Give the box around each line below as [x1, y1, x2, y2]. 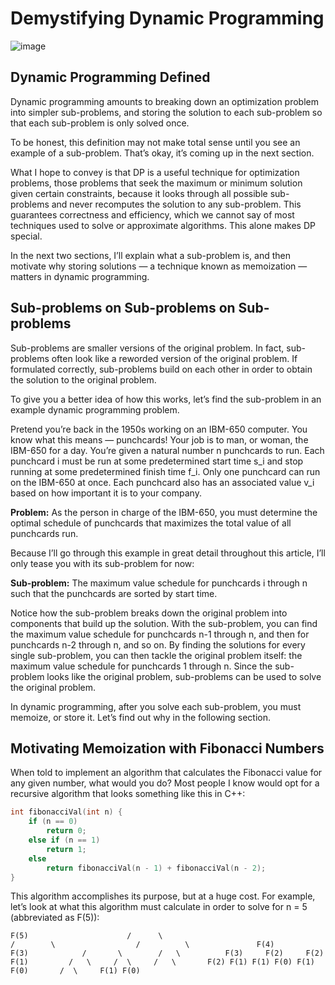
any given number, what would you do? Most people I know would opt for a [10, 777, 320, 789]
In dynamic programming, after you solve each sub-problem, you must [10, 700, 302, 712]
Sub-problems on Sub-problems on [10, 300, 236, 317]
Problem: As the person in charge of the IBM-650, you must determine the [10, 506, 318, 518]
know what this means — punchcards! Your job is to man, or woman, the [10, 433, 309, 446]
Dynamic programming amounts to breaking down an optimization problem [10, 95, 319, 107]
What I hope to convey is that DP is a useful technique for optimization [10, 166, 300, 178]
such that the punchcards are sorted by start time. [10, 587, 218, 599]
